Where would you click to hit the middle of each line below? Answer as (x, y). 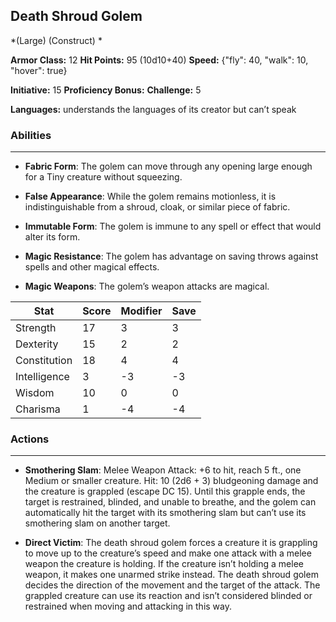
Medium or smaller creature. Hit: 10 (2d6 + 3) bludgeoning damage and (171, 481)
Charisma (38, 409)
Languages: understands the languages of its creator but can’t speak (153, 109)
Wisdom (35, 393)
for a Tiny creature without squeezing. (103, 177)
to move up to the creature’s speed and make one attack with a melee (168, 553)
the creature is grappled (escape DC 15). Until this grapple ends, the (165, 491)
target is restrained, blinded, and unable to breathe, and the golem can (170, 502)
